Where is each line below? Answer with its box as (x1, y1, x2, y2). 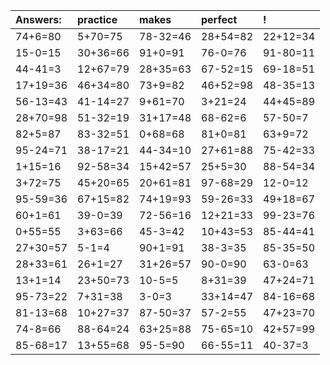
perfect (201, 13, 238, 26)
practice (77, 13, 118, 26)
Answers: (15, 13, 62, 26)
